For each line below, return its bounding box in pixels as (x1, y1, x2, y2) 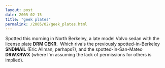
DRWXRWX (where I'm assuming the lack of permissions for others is (5, 52, 152, 58)
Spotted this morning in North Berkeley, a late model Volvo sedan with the (5, 36, 160, 42)
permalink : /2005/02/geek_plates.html (5, 21, 87, 27)
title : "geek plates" (5, 17, 51, 22)
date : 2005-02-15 (5, 12, 42, 17)
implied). (5, 57, 24, 63)
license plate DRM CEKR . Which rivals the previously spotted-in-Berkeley (5, 41, 160, 47)
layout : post (5, 7, 33, 13)
